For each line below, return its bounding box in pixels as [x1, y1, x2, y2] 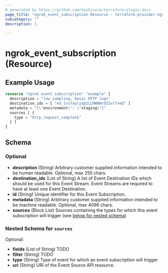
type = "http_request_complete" [14, 115, 81, 120]
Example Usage [5, 78, 55, 87]
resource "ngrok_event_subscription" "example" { [5, 91, 111, 97]
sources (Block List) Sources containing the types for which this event [12, 207, 158, 213]
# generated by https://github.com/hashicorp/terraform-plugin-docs [5, 7, 151, 13]
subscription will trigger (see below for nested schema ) [12, 212, 126, 218]
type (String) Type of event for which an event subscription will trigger [12, 257, 158, 263]
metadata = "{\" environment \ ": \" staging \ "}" [9, 105, 106, 110]
